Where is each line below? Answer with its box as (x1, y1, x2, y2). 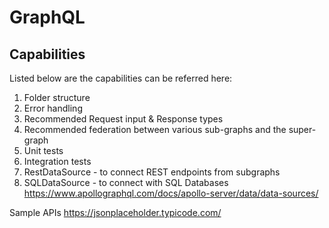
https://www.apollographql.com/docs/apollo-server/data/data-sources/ (23, 187, 319, 199)
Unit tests (23, 145, 64, 156)
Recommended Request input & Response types (23, 113, 224, 125)
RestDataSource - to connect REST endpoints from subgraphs (23, 166, 281, 178)
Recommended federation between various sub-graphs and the (23, 124, 287, 135)
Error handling (23, 102, 83, 114)
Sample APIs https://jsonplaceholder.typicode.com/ (9, 207, 222, 218)
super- (288, 124, 317, 135)
